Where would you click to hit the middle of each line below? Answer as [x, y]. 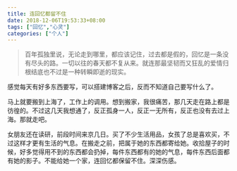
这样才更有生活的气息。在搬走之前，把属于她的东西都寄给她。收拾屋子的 [118, 143]
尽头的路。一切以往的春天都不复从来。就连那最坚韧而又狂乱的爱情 [127, 63]
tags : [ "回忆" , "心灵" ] [38, 27]
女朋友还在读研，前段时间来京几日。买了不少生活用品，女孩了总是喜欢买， [115, 134]
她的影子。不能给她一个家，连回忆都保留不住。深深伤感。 [97, 161]
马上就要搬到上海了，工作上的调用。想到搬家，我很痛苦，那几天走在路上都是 [119, 102]
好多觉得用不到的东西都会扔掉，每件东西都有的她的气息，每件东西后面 [121, 152]
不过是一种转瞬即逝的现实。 [90, 72]
